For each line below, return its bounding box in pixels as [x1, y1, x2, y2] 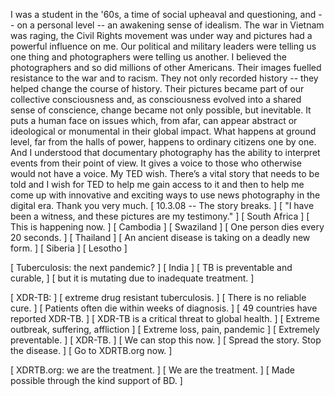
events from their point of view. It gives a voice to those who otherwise [10, 157, 302, 169]
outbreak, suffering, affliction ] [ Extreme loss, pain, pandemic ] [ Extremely [10, 324, 320, 335]
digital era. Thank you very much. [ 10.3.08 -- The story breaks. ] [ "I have [10, 200, 315, 211]
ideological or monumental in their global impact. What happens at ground [10, 125, 317, 137]
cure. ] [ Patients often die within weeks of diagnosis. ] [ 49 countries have [10, 302, 318, 314]
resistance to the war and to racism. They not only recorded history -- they [10, 72, 319, 84]
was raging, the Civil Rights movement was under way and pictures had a [10, 30, 313, 41]
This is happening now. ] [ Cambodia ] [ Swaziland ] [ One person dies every [10, 221, 325, 233]
